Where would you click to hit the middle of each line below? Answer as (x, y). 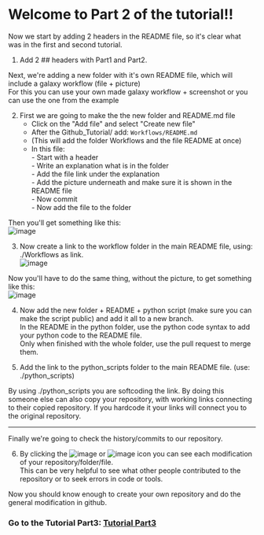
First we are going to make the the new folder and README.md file (127, 115)
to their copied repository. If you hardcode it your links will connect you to (128, 408)
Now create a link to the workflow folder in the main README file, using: (136, 246)
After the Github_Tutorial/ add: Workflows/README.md (114, 132)
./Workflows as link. (51, 254)
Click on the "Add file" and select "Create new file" (114, 124)
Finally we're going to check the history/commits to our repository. (115, 438)
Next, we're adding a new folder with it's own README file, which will (121, 75)
